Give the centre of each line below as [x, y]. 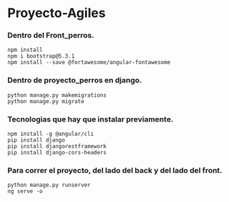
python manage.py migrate [46, 101]
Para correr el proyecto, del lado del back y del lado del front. [115, 170]
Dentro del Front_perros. [51, 36]
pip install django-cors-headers [57, 153]
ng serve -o [25, 191]
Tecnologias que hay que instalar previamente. [90, 119]
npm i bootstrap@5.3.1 [41, 56]
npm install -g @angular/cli [51, 134]
